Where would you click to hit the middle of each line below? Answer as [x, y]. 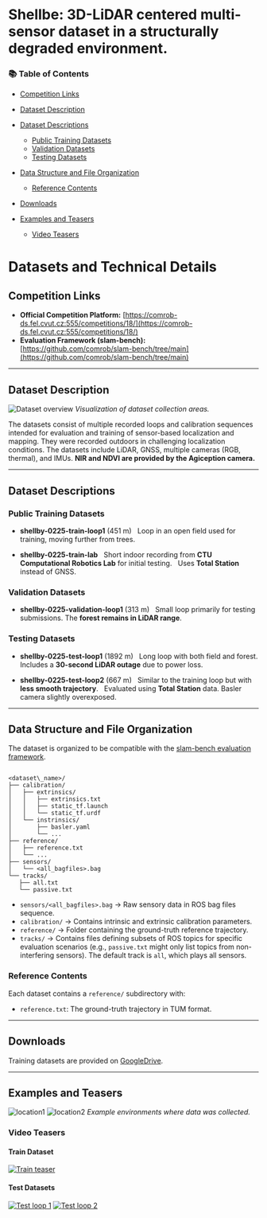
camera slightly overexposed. [68, 697]
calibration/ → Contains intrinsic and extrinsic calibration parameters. [136, 922]
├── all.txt [39, 883]
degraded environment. [88, 49]
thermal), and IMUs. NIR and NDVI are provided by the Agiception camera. [132, 459]
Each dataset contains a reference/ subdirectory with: [97, 994]
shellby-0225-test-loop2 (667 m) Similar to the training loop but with [135, 680]
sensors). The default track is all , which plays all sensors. [151, 955]
